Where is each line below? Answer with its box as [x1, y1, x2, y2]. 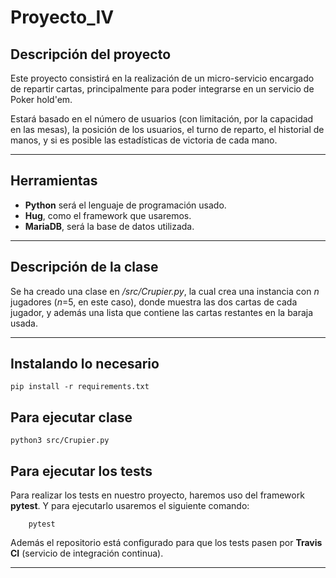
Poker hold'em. [10, 94, 73, 105]
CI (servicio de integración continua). [10, 547, 164, 560]
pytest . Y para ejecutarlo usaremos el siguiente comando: [10, 500, 250, 512]
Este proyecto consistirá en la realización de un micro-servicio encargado [10, 72, 315, 84]
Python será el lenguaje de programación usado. [24, 199, 227, 211]
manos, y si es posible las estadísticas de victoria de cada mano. [10, 134, 278, 146]
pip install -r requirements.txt [10, 382, 150, 392]
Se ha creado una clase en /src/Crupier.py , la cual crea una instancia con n [10, 285, 320, 297]
